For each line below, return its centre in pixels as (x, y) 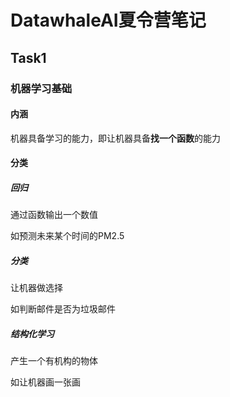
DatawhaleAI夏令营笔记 (108, 20)
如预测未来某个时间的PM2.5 (67, 236)
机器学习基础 (41, 88)
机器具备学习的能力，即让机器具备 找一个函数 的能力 (115, 138)
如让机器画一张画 (45, 382)
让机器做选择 (36, 288)
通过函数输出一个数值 (54, 215)
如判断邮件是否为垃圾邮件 (63, 309)
